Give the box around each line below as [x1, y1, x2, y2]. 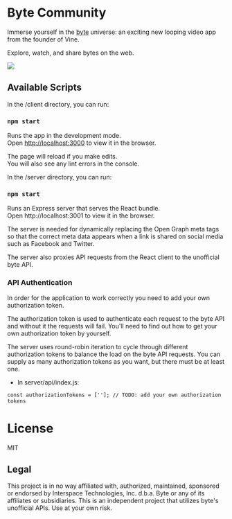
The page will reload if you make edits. [7, 152, 118, 161]
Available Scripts [7, 82, 82, 94]
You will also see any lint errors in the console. [7, 159, 140, 168]
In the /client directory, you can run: [7, 100, 109, 108]
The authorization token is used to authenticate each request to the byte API [7, 314, 225, 323]
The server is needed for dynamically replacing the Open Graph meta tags [7, 225, 220, 234]
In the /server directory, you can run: [7, 173, 112, 182]
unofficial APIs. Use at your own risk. [7, 504, 112, 512]
